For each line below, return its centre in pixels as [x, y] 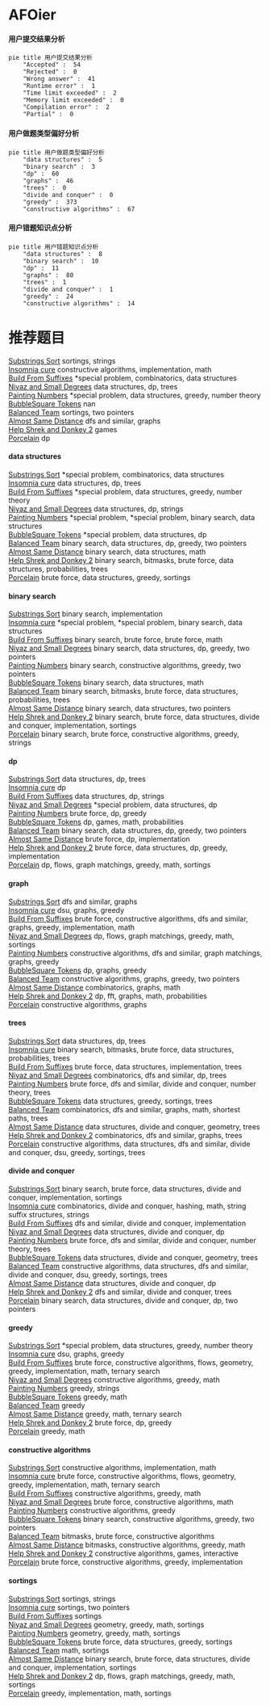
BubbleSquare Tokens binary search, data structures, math [106, 683]
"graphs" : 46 [48, 181]
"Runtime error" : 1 [59, 86]
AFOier [32, 15]
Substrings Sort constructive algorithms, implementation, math [112, 1468]
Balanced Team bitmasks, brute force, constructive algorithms [112, 1536]
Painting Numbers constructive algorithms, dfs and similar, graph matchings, [135, 953]
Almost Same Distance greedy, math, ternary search [95, 1414]
